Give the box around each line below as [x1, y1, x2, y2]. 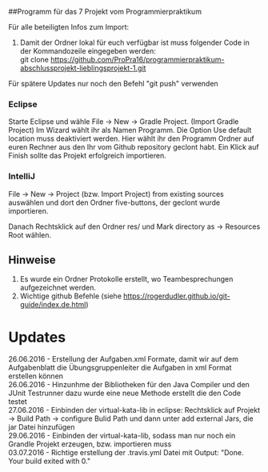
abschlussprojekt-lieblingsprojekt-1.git [19, 63, 146, 73]
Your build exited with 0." [8, 456, 90, 466]
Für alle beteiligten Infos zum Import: [8, 22, 130, 31]
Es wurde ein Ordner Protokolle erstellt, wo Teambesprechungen [19, 274, 234, 284]
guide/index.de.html [19, 300, 86, 310]
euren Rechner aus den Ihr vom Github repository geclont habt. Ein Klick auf [8, 142, 259, 152]
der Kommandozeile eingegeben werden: [19, 46, 156, 55]
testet [8, 397, 28, 406]
